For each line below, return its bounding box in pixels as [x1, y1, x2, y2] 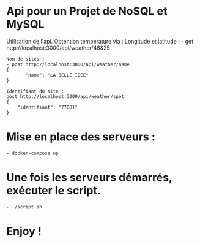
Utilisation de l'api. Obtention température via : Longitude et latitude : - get [6, 37, 194, 45]
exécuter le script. [6, 184, 101, 197]
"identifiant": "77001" [17, 104, 78, 110]
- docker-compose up [6, 150, 59, 156]
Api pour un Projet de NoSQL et [6, 4, 168, 18]
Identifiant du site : [6, 88, 64, 94]
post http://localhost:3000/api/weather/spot [6, 93, 124, 99]
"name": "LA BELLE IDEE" [25, 72, 89, 78]
